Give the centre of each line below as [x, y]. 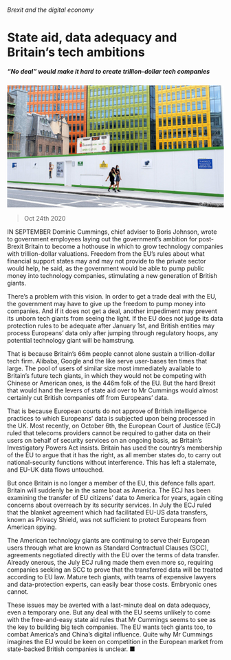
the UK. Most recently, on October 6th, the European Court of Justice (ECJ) [114, 426]
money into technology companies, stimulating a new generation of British [112, 276]
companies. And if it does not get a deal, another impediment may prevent [112, 311]
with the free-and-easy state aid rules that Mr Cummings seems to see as [112, 620]
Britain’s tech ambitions [76, 52]
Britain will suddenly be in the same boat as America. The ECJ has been [109, 490]
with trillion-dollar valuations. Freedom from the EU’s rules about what [106, 254]
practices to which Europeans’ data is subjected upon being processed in [111, 419]
